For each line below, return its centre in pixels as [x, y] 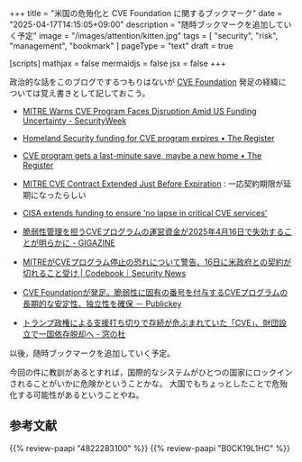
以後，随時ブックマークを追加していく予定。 [92, 353]
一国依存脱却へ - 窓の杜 [82, 334]
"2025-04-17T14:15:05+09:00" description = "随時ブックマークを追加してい [151, 24]
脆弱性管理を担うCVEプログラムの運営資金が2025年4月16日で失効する [153, 231]
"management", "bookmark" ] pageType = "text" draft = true [121, 46]
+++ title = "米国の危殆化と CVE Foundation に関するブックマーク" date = [146, 13]
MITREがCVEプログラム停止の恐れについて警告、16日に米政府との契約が [157, 262]
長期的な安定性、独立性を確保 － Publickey [102, 303]
